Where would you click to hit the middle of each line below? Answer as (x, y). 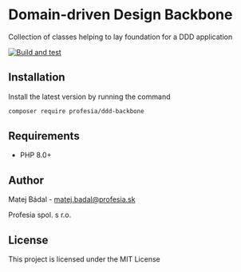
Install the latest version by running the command (89, 97)
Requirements (44, 136)
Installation (37, 77)
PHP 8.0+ (36, 155)
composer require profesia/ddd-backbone (77, 111)
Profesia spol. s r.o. (40, 215)
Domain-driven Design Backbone (120, 15)
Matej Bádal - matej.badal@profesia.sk (72, 199)
